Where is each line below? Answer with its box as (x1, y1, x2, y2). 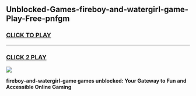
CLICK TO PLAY (6, 31, 51, 40)
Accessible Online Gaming (6, 83, 72, 90)
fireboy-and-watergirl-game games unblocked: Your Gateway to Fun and (6, 77, 187, 84)
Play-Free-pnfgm (6, 14, 70, 24)
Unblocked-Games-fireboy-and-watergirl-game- (6, 5, 188, 15)
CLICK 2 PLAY (6, 53, 47, 61)
